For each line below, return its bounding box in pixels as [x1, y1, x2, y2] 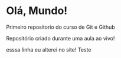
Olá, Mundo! [6, 4, 68, 18]
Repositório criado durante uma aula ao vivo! [6, 35, 115, 42]
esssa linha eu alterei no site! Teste [6, 46, 91, 53]
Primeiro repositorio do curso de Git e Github [6, 23, 115, 30]
